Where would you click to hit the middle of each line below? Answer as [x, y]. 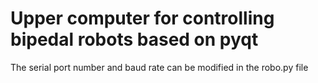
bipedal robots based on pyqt [134, 39]
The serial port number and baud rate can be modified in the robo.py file [159, 67]
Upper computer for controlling [142, 18]
